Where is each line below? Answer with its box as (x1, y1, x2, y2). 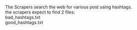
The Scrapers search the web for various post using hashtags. (5, 4, 133, 10)
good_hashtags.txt (5, 19, 44, 25)
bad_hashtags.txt (5, 15, 41, 20)
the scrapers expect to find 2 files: (5, 9, 75, 15)
